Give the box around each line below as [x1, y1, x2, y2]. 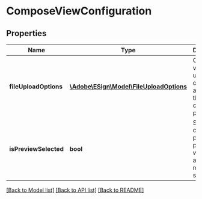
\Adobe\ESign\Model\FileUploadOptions [69, 82, 188, 91]
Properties [6, 28, 47, 38]
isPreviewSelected [9, 145, 64, 153]
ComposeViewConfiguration [6, 4, 152, 18]
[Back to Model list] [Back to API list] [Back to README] [6, 186, 144, 194]
